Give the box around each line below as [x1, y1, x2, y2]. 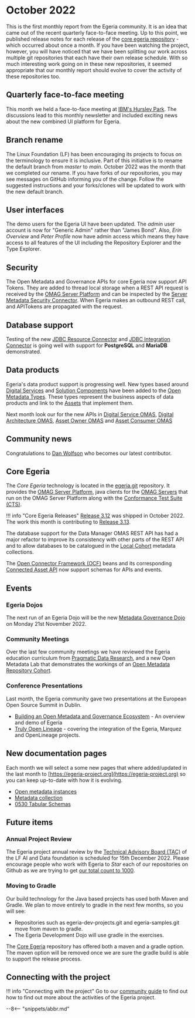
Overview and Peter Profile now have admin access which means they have [6, 233, 189, 240]
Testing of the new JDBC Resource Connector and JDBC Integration [6, 336, 171, 342]
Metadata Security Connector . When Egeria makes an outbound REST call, [6, 297, 186, 304]
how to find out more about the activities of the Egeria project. [6, 994, 156, 1001]
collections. [6, 548, 34, 555]
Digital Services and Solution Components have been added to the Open [6, 387, 182, 394]
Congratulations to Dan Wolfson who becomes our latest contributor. [6, 450, 172, 457]
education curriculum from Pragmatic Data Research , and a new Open [6, 655, 176, 662]
